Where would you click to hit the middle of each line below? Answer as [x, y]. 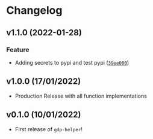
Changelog [34, 10]
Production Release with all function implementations [81, 96]
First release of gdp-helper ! [49, 129]
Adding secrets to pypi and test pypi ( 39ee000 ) [72, 62]
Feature [18, 50]
